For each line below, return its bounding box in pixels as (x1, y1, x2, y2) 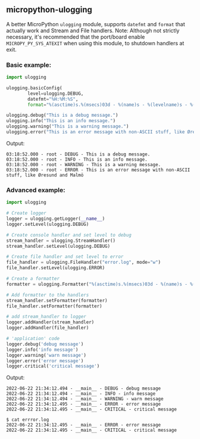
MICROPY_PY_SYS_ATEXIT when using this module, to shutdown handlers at (6, 39, 185, 46)
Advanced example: (6, 186, 65, 194)
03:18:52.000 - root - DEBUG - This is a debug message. (6, 151, 151, 157)
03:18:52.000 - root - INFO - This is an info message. (6, 156, 148, 163)
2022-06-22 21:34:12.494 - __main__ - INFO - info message (6, 391, 156, 397)
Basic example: (6, 61, 52, 69)
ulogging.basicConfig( (6, 85, 62, 91)
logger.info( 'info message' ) (6, 347, 79, 353)
